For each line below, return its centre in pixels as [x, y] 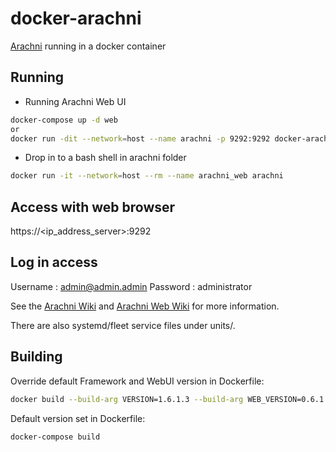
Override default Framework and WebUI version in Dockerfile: [137, 381]
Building [36, 357]
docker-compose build [55, 437]
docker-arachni [76, 18]
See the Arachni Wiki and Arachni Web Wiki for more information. [145, 306]
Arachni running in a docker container [88, 46]
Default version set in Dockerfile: [78, 418]
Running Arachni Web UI [75, 101]
